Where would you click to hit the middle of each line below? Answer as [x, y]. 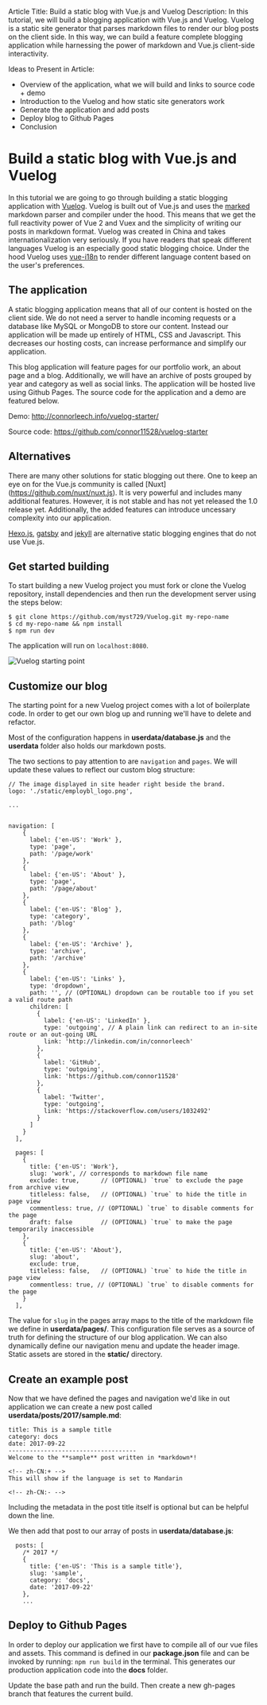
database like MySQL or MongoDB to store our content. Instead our [118, 326]
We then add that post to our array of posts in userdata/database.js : [121, 1531]
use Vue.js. [27, 541]
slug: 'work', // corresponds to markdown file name [118, 1174]
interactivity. [29, 54]
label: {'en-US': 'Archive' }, [81, 945]
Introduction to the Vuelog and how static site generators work [122, 101]
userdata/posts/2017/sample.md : [65, 1415]
